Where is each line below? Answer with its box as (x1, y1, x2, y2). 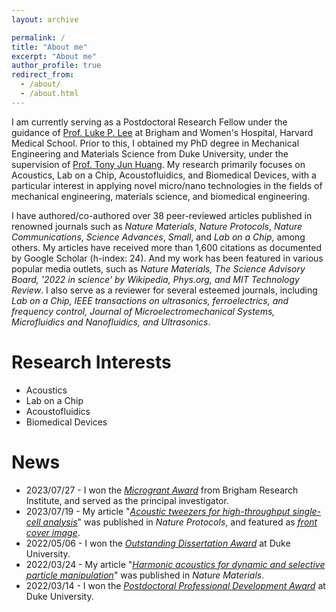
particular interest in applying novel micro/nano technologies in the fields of (11, 179, 323, 191)
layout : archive (11, 14, 79, 25)
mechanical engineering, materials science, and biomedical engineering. (11, 190, 311, 202)
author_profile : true (11, 61, 102, 71)
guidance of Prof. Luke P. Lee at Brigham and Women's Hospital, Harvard (11, 126, 314, 138)
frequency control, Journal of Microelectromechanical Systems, (11, 305, 276, 317)
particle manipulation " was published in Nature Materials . (25, 569, 265, 581)
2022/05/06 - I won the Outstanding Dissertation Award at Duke (25, 537, 291, 549)
